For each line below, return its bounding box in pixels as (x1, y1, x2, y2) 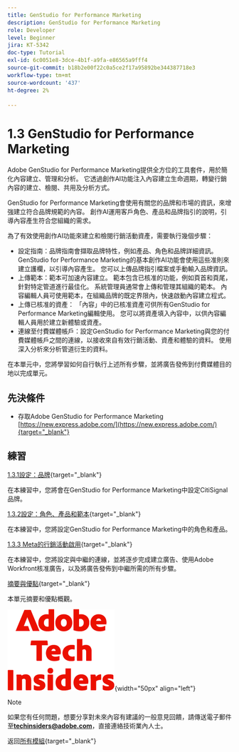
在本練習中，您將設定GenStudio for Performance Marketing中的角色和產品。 (7, 524, 232, 533)
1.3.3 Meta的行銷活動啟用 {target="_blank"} (7, 539, 133, 549)
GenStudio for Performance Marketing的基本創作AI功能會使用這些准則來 (17, 255, 230, 264)
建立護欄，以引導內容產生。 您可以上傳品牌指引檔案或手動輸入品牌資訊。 (17, 265, 232, 273)
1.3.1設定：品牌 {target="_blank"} (7, 470, 102, 479)
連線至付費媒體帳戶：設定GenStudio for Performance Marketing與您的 (17, 327, 224, 335)
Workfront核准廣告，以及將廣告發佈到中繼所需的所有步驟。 (7, 564, 181, 572)
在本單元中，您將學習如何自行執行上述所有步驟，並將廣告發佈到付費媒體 (7, 360, 219, 369)
